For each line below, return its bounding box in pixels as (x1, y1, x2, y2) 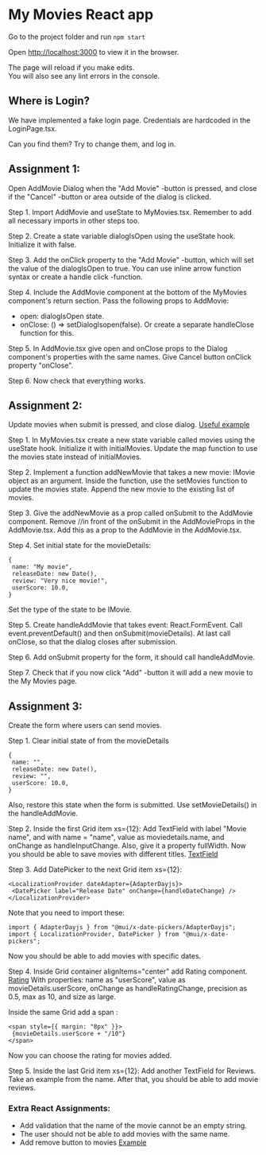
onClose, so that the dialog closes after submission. (8, 637, 178, 647)
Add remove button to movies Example (19, 1137, 147, 1147)
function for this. (19, 328, 75, 337)
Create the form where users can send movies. (8, 721, 163, 730)
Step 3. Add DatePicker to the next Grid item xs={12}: (8, 865, 183, 874)
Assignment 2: (8, 399, 83, 412)
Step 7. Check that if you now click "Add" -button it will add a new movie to (8, 668, 253, 678)
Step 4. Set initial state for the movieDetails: (8, 541, 152, 550)
